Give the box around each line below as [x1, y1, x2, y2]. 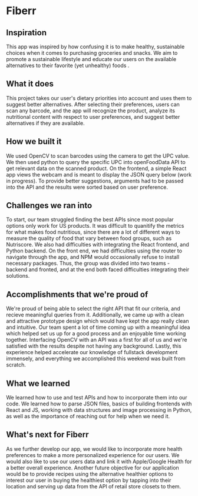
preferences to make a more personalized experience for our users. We [6, 451, 180, 458]
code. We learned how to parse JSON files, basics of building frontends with [6, 400, 192, 407]
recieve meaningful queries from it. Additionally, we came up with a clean [6, 311, 184, 318]
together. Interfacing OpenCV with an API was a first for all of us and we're [6, 337, 187, 344]
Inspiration [6, 28, 47, 38]
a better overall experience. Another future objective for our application [6, 464, 180, 471]
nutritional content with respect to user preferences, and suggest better [6, 113, 180, 120]
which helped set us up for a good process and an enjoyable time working [6, 330, 186, 337]
